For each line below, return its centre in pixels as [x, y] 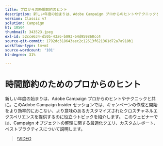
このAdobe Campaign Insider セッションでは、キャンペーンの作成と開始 [85, 105]
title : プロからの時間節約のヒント [36, 9]
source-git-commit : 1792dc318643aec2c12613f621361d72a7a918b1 [69, 41]
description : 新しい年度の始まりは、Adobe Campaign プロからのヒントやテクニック [81, 14]
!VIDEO [24, 139]
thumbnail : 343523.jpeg [29, 32]
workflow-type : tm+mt [27, 46]
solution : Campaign [25, 23]
